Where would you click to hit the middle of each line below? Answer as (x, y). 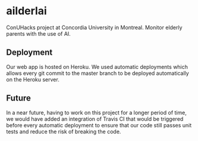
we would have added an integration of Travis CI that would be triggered (95, 119)
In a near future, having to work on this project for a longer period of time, (97, 112)
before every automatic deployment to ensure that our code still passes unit (99, 125)
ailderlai (27, 11)
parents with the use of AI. (39, 33)
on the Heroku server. (33, 79)
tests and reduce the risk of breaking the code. (64, 131)
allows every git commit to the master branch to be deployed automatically (98, 73)
